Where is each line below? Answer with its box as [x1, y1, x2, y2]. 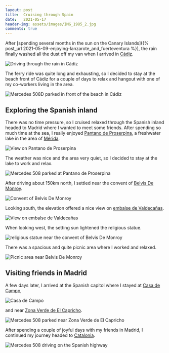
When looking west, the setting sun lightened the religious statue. [5, 224, 142, 230]
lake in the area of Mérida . [5, 135, 60, 141]
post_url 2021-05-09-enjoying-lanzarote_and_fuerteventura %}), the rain [5, 46, 157, 52]
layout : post [5, 7, 33, 13]
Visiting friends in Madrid [5, 269, 88, 278]
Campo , [5, 287, 22, 294]
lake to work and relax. [5, 160, 53, 166]
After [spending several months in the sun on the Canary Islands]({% [5, 40, 149, 46]
